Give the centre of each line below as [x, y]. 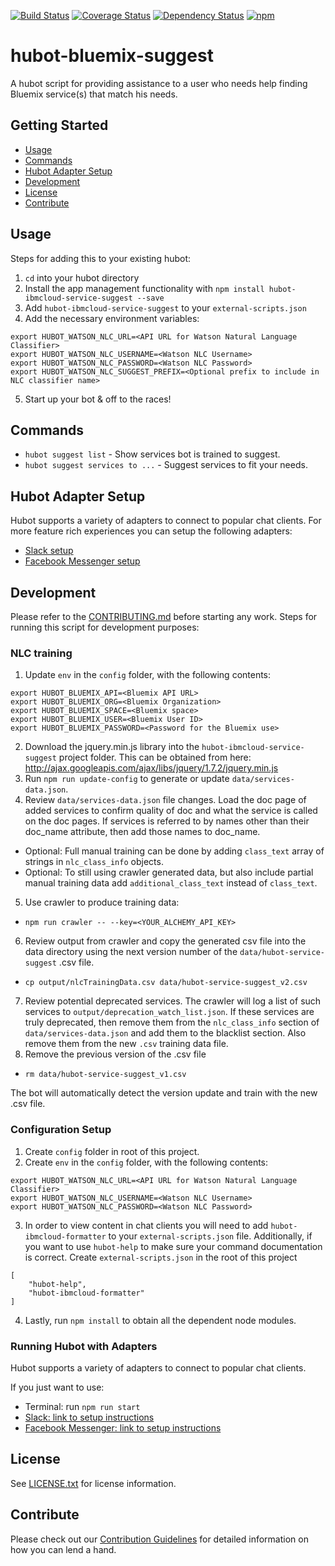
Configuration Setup [61, 1130]
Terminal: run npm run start [82, 1406]
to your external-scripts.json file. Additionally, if [210, 1236]
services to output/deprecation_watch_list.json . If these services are [169, 1012]
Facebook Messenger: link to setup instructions [123, 1427]
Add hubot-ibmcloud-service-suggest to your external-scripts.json [165, 307]
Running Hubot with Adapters [84, 1346]
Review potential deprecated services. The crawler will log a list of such [173, 1001]
